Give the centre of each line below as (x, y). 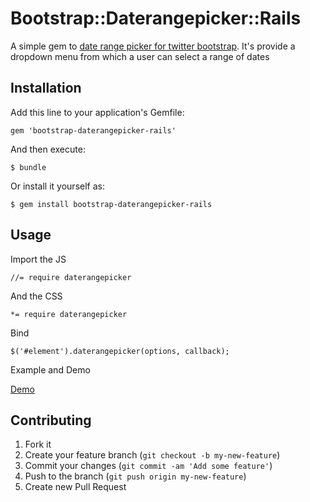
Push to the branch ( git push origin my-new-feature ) (135, 476)
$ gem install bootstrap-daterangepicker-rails (111, 204)
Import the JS (38, 259)
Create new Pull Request (75, 487)
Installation (46, 88)
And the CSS (36, 296)
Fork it (38, 444)
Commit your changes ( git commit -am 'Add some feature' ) (148, 466)
